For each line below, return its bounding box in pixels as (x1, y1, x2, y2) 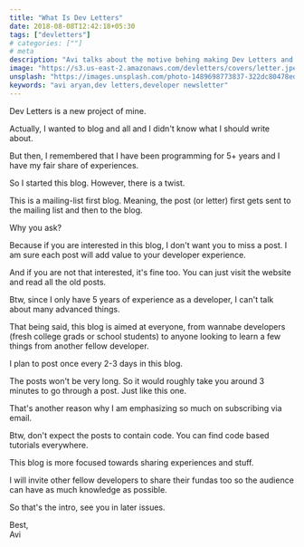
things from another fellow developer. (9, 341, 149, 351)
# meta (9, 47, 34, 56)
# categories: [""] (9, 38, 83, 48)
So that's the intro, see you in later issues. (9, 502, 166, 513)
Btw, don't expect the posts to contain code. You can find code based (9, 429, 270, 440)
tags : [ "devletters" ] (9, 30, 91, 39)
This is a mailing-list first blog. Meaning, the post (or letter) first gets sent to (9, 195, 291, 206)
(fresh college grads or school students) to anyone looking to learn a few (9, 331, 281, 341)
